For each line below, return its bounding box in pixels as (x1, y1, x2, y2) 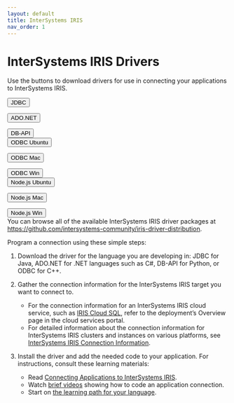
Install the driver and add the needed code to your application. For (17, 352, 209, 361)
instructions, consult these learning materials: (17, 360, 149, 368)
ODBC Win (11, 170, 40, 177)
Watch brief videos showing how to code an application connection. (27, 381, 224, 389)
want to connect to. (17, 288, 74, 296)
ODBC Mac (11, 154, 41, 162)
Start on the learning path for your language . (27, 388, 157, 397)
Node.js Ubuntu (11, 179, 51, 186)
